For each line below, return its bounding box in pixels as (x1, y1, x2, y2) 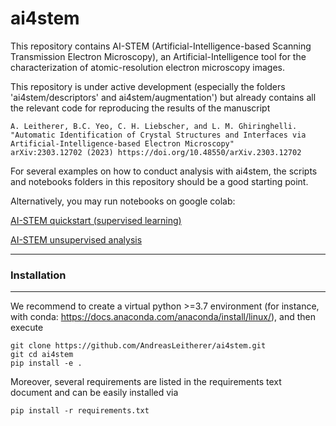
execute (10, 322, 44, 334)
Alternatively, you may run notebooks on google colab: (10, 195, 236, 207)
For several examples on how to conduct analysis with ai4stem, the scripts (10, 165, 318, 177)
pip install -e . (10, 358, 83, 369)
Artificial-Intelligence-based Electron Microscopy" (10, 138, 235, 149)
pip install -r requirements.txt (10, 406, 150, 416)
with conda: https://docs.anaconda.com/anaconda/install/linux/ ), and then (10, 311, 317, 323)
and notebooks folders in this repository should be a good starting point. (10, 175, 309, 187)
